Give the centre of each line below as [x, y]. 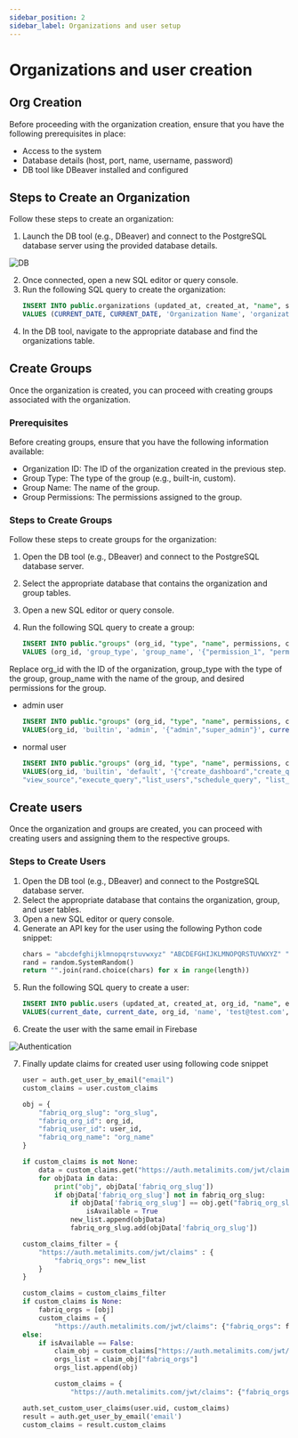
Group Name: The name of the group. [91, 488]
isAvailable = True [122, 1212]
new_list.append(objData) [118, 1220]
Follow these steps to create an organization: [92, 219]
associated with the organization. [70, 399]
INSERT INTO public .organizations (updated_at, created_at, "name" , [152, 306]
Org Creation [46, 103]
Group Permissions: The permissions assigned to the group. [132, 497]
